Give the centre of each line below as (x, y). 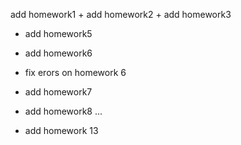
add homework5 (58, 33)
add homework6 (58, 53)
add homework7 (58, 92)
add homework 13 (61, 130)
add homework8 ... (63, 111)
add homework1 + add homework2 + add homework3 (121, 14)
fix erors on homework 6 (75, 72)
